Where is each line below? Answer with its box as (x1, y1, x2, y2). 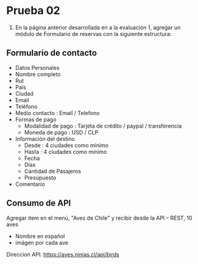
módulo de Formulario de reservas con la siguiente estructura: (15, 30, 172, 37)
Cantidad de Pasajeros (24, 167, 81, 175)
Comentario (15, 180, 45, 187)
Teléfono (15, 103, 38, 110)
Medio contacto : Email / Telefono (15, 109, 100, 116)
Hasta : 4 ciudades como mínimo (24, 148, 107, 155)
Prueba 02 (6, 4, 60, 18)
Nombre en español (15, 232, 65, 240)
